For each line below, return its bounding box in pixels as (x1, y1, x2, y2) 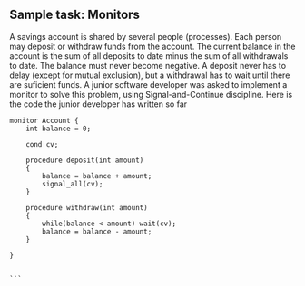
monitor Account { (9, 116, 79, 125)
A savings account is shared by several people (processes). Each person (9, 31, 282, 42)
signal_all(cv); (42, 179, 103, 188)
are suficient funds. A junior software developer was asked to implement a (9, 79, 288, 90)
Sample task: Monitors (9, 7, 141, 23)
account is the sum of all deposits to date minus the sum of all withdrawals (9, 50, 289, 62)
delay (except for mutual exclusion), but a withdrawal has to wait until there (9, 70, 290, 81)
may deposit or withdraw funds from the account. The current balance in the (9, 41, 296, 52)
